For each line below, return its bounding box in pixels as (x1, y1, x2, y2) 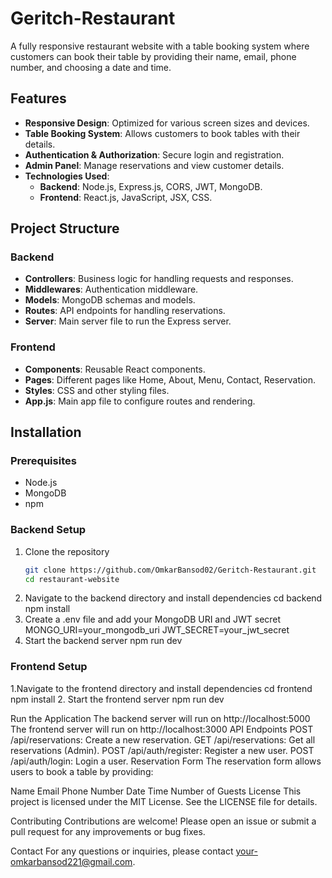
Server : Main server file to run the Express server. (24, 315, 232, 327)
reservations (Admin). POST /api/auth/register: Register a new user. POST (10, 744, 315, 756)
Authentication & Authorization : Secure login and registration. (24, 148, 285, 161)
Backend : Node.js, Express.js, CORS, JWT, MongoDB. (39, 180, 263, 192)
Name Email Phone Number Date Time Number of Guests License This (10, 785, 302, 797)
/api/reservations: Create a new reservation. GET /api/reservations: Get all (10, 733, 316, 746)
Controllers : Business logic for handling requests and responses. (24, 273, 294, 285)
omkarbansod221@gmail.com (10, 855, 133, 867)
